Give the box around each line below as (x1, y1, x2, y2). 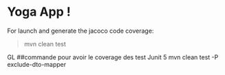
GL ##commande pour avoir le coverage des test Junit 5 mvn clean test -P (7, 52, 219, 61)
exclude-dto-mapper (7, 60, 67, 68)
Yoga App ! (7, 4, 71, 20)
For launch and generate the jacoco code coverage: (7, 27, 154, 35)
